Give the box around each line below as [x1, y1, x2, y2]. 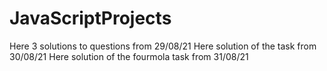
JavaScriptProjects [9, 7, 172, 30]
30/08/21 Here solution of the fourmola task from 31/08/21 [9, 50, 249, 62]
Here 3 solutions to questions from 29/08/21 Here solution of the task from [9, 40, 317, 52]
